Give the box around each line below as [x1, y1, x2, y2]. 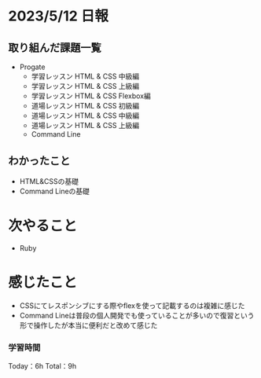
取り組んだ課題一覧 [8, 41, 101, 54]
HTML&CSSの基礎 [19, 176, 79, 185]
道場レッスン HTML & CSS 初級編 [31, 101, 140, 110]
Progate [19, 62, 46, 72]
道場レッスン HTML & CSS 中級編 [31, 111, 140, 120]
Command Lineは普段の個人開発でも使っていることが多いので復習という [19, 310, 255, 320]
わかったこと [8, 154, 71, 167]
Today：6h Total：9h [8, 361, 77, 370]
